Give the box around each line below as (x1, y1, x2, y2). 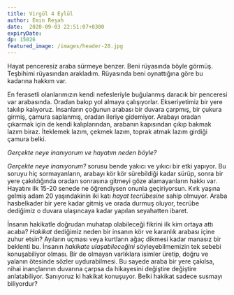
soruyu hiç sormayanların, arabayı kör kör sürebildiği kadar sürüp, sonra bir (7, 169, 224, 178)
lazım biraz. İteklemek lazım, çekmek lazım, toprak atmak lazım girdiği (7, 127, 208, 136)
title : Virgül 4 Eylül (7, 10, 73, 17)
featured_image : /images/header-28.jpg (7, 43, 124, 50)
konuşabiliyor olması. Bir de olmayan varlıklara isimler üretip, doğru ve (7, 250, 209, 258)
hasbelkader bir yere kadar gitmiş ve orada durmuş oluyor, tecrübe (7, 199, 200, 207)
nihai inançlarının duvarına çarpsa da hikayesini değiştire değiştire (7, 265, 197, 273)
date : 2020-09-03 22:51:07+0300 (7, 23, 105, 30)
